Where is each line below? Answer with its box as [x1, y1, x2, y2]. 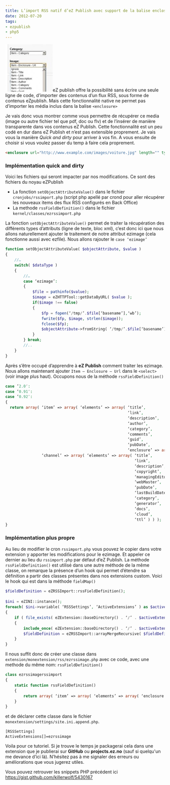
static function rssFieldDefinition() [14, 683, 96, 688]
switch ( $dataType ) [14, 263, 58, 268]
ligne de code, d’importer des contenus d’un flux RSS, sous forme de [5, 93, 149, 99]
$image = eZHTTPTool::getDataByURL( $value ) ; [32, 295, 133, 300]
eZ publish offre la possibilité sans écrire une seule [53, 87, 159, 93]
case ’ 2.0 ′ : [5, 383, 30, 389]
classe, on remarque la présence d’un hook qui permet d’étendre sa [5, 567, 146, 574]
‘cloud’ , [134, 511, 153, 517]
